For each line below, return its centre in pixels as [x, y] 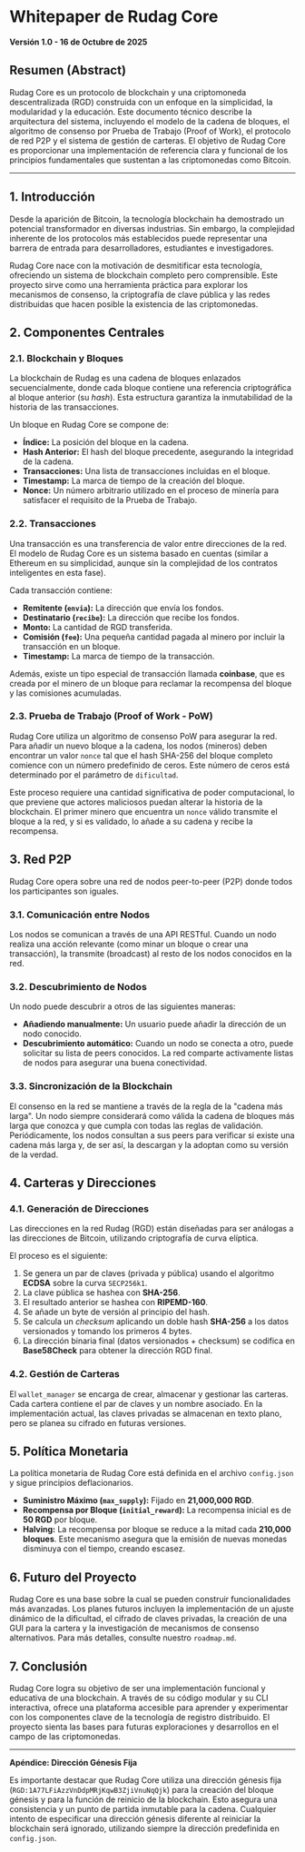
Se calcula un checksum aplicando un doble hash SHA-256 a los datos [155, 1322]
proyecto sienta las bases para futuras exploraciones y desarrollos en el [144, 1727]
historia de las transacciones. [64, 407]
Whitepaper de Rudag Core [114, 17]
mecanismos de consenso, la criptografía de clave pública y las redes [140, 294]
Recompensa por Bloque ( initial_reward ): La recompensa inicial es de [157, 1510]
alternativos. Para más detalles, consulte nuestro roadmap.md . [123, 1638]
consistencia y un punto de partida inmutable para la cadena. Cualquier [143, 1808]
